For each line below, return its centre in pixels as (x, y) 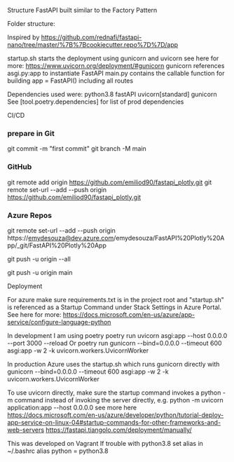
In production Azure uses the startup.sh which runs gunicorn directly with (113, 364)
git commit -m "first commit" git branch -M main (77, 149)
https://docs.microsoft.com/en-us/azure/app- (129, 314)
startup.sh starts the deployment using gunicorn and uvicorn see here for (113, 58)
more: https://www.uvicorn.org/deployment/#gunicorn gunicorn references (116, 66)
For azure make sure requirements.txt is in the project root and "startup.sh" (116, 299)
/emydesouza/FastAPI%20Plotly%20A (169, 238)
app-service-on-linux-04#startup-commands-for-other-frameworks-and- (114, 422)
